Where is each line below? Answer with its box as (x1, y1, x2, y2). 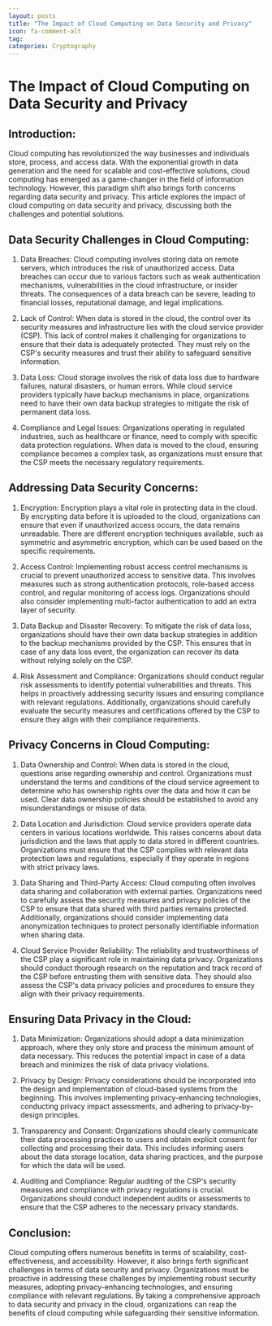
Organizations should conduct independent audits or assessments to (19, 1194, 251, 1204)
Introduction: (8, 127, 76, 141)
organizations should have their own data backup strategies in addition (19, 629, 257, 639)
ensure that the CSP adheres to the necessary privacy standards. (19, 1202, 240, 1212)
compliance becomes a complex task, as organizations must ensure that (19, 449, 262, 459)
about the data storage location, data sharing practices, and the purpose (19, 1152, 264, 1161)
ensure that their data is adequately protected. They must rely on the (19, 339, 250, 349)
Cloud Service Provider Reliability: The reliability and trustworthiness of (19, 946, 259, 955)
